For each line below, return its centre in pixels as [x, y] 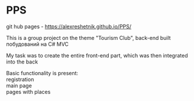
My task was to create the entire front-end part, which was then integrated [97, 55]
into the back [22, 62]
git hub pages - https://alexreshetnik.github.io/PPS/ [69, 26]
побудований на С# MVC [38, 44]
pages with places [28, 92]
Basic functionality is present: [42, 73]
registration [20, 79]
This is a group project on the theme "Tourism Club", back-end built [88, 38]
